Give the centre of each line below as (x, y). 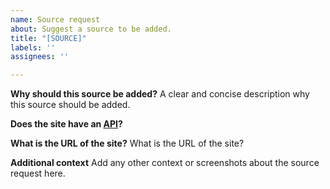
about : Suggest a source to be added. (91, 29)
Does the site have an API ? (66, 124)
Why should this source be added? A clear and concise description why (160, 94)
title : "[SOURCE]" (48, 38)
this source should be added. (70, 105)
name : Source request (55, 19)
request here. (38, 173)
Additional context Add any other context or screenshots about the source (165, 163)
